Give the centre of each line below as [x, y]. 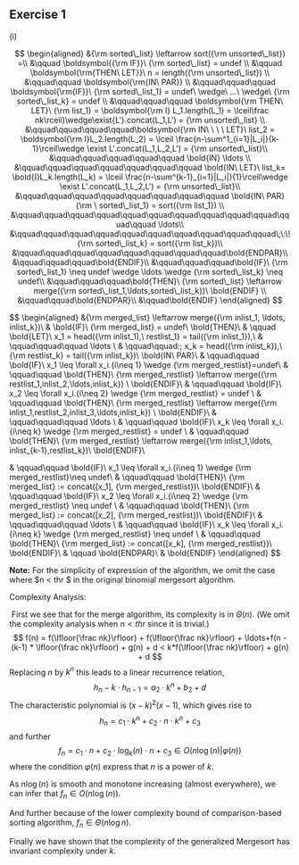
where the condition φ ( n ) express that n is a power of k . [112, 766]
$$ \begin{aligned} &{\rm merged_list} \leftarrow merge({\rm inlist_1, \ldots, [147, 317]
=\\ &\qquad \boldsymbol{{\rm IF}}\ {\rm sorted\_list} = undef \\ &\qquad [150, 62]
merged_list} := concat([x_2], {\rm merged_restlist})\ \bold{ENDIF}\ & [136, 515]
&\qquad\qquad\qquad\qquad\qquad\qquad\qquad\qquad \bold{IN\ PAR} [150, 195]
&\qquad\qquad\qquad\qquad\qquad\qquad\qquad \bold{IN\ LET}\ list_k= [150, 167]
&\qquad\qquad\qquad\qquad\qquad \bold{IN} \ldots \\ [150, 158]
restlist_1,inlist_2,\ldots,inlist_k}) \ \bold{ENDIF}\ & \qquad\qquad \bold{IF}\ [145, 384]
